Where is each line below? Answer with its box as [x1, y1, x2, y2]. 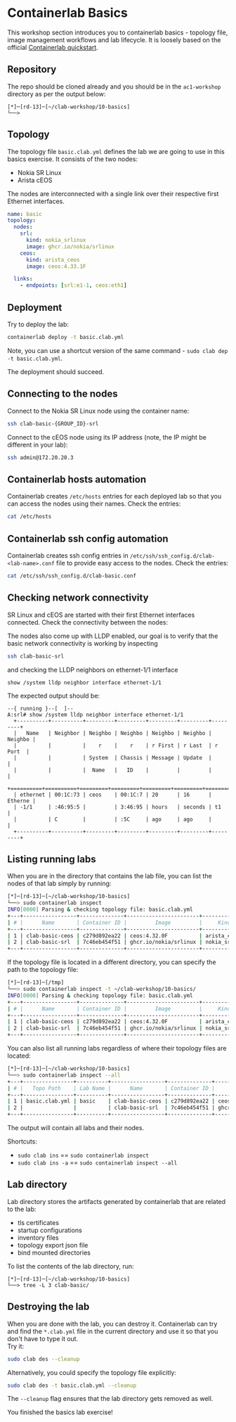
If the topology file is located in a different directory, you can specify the [7, 958, 216, 966]
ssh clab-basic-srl [7, 653, 65, 660]
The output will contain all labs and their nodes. [7, 1124, 145, 1132]
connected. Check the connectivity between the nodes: [7, 617, 169, 627]
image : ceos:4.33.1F [25, 262, 86, 270]
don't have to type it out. [7, 1334, 79, 1343]
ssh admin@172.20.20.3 [7, 454, 74, 461]
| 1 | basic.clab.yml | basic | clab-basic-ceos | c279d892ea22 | [7, 1098, 216, 1105]
